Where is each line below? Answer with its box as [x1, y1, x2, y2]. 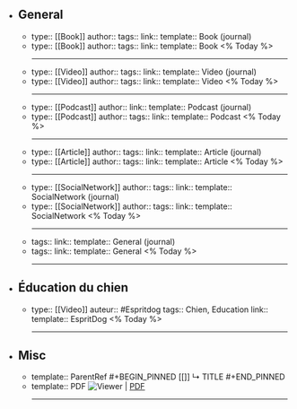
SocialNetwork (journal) [31, 191, 119, 202]
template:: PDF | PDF [31, 381, 145, 392]
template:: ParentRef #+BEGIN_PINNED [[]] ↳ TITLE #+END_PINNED [31, 371, 285, 382]
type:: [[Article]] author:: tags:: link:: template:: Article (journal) [31, 146, 262, 157]
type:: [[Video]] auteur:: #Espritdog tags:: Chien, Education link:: [31, 304, 269, 315]
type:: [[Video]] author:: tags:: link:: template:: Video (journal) [31, 66, 258, 77]
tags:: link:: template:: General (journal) [31, 236, 176, 247]
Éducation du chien [17, 280, 128, 295]
